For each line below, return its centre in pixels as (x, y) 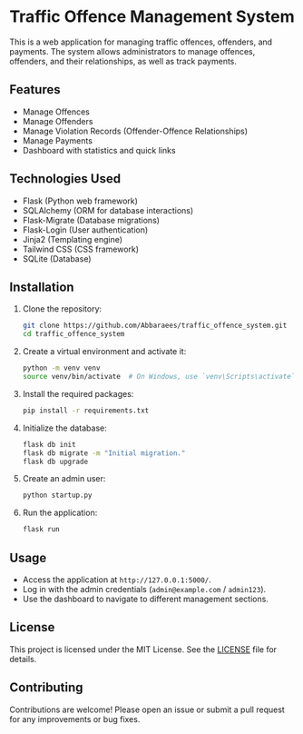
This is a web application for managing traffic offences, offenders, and (141, 42)
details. (23, 659)
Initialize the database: (64, 428)
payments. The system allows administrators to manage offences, (132, 51)
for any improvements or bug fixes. (75, 719)
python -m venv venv (61, 368)
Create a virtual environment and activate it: (104, 352)
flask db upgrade (55, 461)
